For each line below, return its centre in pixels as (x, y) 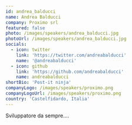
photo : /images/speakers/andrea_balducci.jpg (62, 33)
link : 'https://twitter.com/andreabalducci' (71, 55)
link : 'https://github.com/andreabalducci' (70, 72)
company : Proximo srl (32, 22)
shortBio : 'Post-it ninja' (38, 83)
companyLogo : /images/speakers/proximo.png (60, 88)
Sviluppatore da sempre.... (38, 116)
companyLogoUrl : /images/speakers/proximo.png (63, 93)
